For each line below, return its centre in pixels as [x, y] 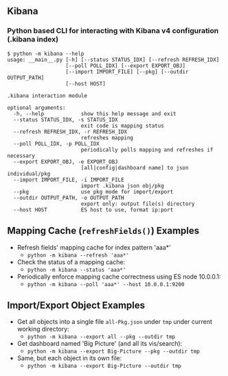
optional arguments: [37, 108]
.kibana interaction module [47, 95]
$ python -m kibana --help [46, 54]
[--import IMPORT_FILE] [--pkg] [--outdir [127, 71]
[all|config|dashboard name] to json [135, 167]
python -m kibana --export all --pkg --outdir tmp [101, 337]
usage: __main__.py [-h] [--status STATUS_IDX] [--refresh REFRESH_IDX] [113, 60]
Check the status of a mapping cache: [71, 262]
